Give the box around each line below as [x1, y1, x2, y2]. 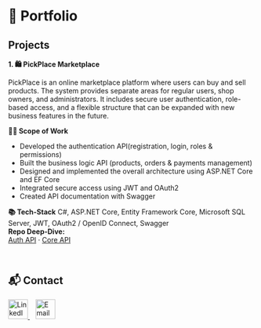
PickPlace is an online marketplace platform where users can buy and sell [8, 78, 246, 87]
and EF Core [19, 175, 60, 184]
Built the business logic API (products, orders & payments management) [19, 159, 253, 167]
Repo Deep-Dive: [8, 227, 65, 236]
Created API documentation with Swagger [19, 191, 156, 201]
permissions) [19, 150, 63, 159]
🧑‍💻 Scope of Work [8, 126, 69, 136]
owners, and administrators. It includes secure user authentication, [8, 94, 224, 104]
